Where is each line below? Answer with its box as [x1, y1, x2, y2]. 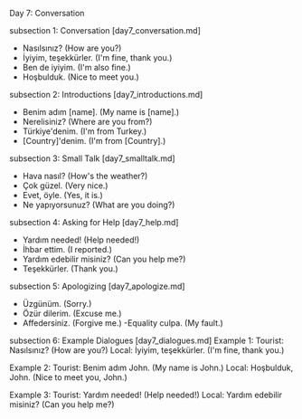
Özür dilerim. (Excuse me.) [22, 308, 122, 319]
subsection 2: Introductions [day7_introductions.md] [9, 90, 203, 100]
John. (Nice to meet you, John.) [9, 372, 128, 383]
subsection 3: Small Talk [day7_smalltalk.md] [9, 153, 175, 164]
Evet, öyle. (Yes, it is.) [22, 190, 103, 200]
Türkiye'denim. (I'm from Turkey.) [22, 126, 147, 137]
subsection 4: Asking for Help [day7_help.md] [9, 217, 179, 227]
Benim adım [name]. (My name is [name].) [22, 107, 180, 117]
